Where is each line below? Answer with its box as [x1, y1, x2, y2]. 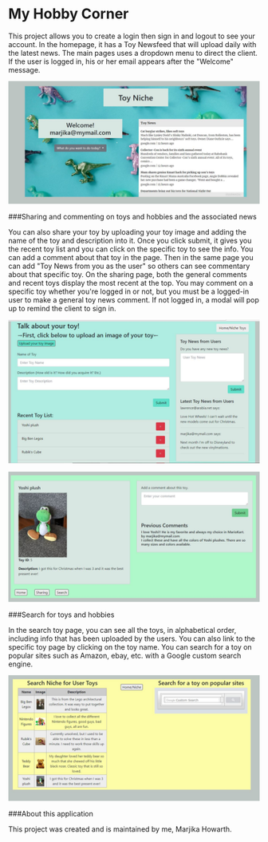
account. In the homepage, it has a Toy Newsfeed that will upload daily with [8, 39, 257, 49]
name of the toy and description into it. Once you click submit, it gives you [8, 236, 252, 246]
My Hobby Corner [8, 5, 129, 23]
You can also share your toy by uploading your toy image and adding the [8, 227, 247, 237]
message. [8, 65, 41, 74]
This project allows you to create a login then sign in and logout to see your [8, 31, 255, 41]
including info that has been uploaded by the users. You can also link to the [8, 634, 255, 643]
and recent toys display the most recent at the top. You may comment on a [8, 279, 254, 288]
